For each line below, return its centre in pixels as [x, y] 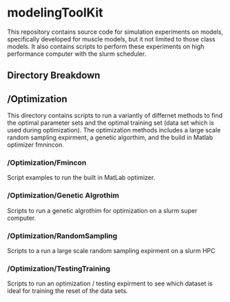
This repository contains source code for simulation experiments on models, [115, 32]
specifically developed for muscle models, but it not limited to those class [111, 39]
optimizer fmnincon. [35, 145]
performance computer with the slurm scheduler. [77, 54]
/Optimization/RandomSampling [62, 236]
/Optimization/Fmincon [47, 163]
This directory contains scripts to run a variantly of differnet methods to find [115, 116]
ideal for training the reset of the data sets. [68, 291]
